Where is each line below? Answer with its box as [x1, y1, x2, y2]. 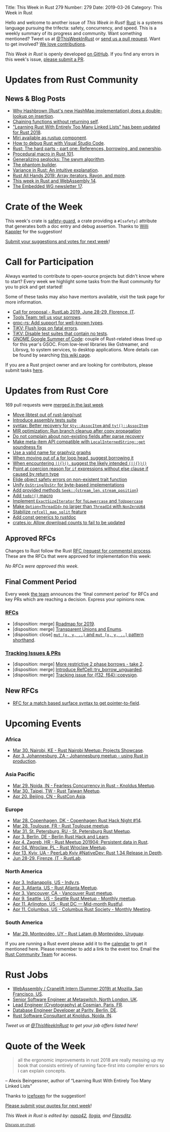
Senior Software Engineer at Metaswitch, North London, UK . [12, 996, 138, 1003]
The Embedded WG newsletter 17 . [12, 183, 83, 189]
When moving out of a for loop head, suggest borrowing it [12, 454, 134, 461]
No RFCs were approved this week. [5, 563, 79, 569]
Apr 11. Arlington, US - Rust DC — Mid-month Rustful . [12, 901, 124, 907]
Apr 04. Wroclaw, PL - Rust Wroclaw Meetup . [12, 844, 107, 850]
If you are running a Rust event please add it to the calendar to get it [5, 940, 147, 946]
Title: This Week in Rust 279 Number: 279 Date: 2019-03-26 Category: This [5, 5, 162, 10]
